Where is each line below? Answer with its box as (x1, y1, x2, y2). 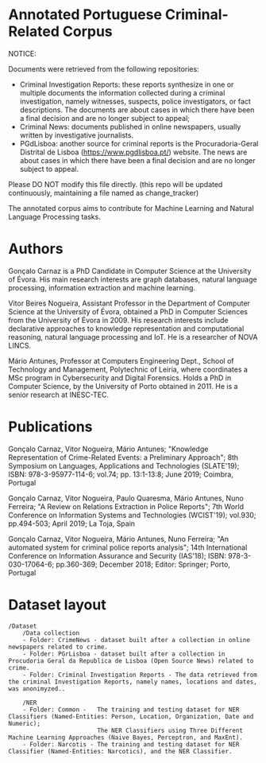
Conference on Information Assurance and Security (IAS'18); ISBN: (8, 551, 226, 560)
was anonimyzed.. (8, 684, 66, 693)
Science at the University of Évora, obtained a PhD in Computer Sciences (8, 306, 249, 316)
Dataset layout (8, 596, 106, 613)
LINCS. (8, 341, 32, 350)
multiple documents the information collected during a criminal (19, 88, 226, 97)
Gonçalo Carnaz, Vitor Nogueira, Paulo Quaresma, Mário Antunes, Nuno (8, 493, 244, 503)
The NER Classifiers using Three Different (96, 726, 244, 734)
